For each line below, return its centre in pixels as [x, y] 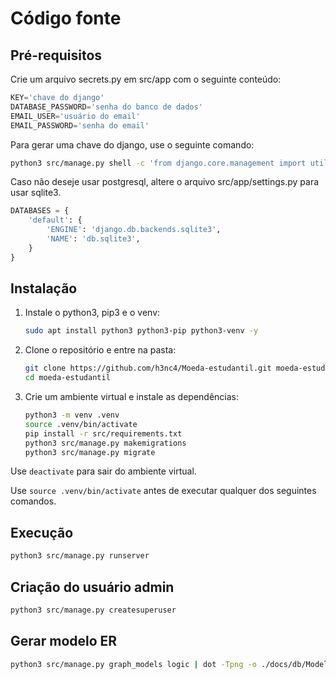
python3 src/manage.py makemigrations [105, 443]
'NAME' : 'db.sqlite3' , [93, 239]
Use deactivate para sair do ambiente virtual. [103, 471]
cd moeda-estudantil [67, 378]
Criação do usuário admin [92, 587]
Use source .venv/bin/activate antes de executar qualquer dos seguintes [163, 491]
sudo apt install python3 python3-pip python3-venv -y [141, 331]
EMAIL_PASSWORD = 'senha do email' [80, 125]
